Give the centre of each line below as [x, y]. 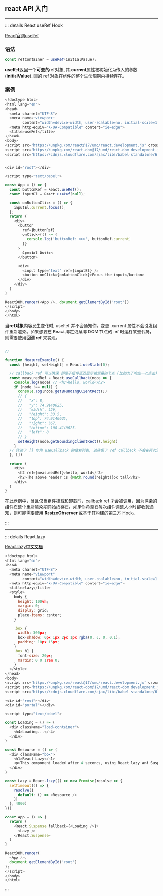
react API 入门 [26, 9]
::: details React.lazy [25, 537]
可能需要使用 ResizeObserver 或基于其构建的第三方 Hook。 [77, 513]
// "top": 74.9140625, [43, 419]
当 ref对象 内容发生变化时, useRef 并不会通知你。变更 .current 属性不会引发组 [81, 326]
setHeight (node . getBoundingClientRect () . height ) [68, 441]
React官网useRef [22, 35]
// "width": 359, [37, 409]
